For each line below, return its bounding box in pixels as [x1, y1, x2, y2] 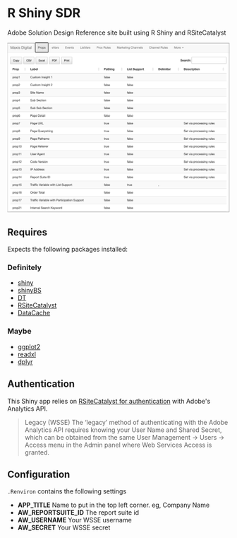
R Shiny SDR [7, 5, 81, 21]
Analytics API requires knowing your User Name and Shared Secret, [24, 426, 222, 434]
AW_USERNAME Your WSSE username [17, 516, 132, 525]
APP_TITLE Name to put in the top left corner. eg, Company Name [17, 501, 210, 510]
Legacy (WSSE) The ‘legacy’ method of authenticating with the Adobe [24, 418, 229, 426]
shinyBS [17, 286, 42, 295]
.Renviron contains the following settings [7, 487, 127, 496]
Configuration [7, 468, 71, 480]
